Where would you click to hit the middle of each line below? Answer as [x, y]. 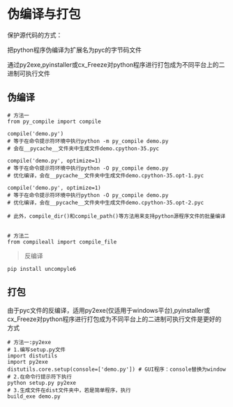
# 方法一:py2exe [29, 342]
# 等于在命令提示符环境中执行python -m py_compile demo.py [88, 141]
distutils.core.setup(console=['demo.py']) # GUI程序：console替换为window [116, 369]
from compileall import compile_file [62, 242]
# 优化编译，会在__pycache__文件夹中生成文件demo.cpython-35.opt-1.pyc [106, 175]
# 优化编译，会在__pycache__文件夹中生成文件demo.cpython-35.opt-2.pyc [106, 202]
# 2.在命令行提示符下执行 [39, 377]
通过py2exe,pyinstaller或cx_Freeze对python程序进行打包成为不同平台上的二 [116, 64]
